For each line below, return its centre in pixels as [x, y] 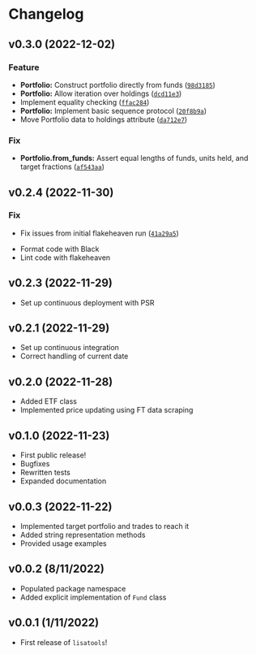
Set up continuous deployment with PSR [87, 302]
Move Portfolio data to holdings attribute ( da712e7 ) [104, 119]
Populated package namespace [73, 588]
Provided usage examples [63, 543]
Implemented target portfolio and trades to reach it [105, 526]
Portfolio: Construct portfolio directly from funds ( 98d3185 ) [118, 84]
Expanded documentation [63, 481]
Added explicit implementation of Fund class [93, 597]
